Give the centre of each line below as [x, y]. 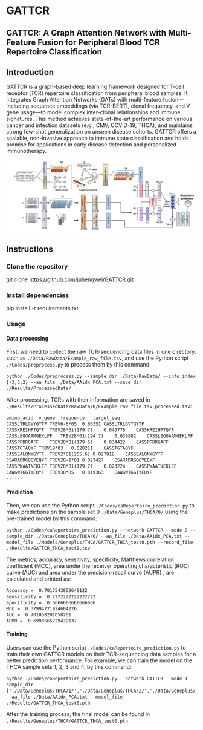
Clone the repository [37, 266]
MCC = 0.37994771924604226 [42, 608]
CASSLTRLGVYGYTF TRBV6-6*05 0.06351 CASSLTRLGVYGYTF [76, 424]
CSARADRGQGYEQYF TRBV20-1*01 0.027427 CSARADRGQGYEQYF [81, 460]
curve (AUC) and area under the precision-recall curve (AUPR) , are [90, 572]
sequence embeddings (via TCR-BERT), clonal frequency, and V [110, 106]
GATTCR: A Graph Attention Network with [86, 33]
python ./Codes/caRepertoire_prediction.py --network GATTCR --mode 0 [97, 530]
